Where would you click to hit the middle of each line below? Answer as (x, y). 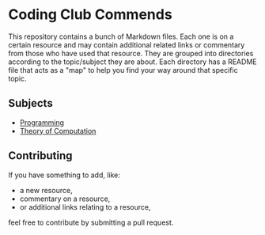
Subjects (30, 103)
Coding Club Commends (90, 15)
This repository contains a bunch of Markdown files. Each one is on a (121, 36)
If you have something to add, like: (64, 175)
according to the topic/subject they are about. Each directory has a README (132, 62)
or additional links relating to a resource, (85, 207)
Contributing (40, 156)
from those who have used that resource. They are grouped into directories (131, 53)
